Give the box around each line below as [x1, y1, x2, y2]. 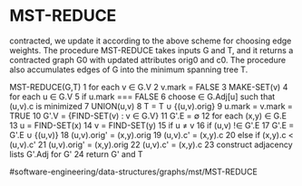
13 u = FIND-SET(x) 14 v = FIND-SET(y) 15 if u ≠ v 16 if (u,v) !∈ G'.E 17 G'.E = [9, 119, 295, 131]
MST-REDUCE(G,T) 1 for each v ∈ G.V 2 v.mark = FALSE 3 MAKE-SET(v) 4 [9, 81, 288, 92]
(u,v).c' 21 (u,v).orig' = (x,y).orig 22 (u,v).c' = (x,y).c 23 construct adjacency [9, 139, 293, 150]
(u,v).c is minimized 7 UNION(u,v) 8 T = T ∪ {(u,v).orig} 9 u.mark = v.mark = [9, 100, 293, 111]
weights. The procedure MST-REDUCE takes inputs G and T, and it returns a [9, 44, 294, 55]
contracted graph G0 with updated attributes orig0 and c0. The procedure [9, 54, 287, 65]
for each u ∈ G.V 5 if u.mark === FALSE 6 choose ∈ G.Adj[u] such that [9, 91, 276, 102]
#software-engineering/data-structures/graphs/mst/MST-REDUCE [9, 166, 258, 177]
